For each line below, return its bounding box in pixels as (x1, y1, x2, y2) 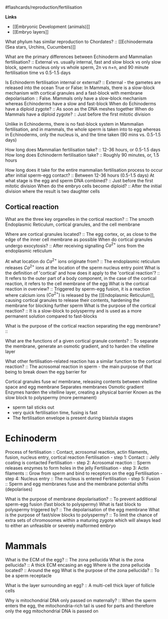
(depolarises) (5, 486, 32, 492)
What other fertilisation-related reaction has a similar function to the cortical (5, 358, 161, 365)
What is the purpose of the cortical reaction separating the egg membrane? (5, 323, 161, 329)
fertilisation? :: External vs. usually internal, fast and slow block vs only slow (5, 59, 161, 65)
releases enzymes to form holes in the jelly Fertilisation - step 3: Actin (5, 465, 149, 471)
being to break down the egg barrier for (5, 369, 87, 375)
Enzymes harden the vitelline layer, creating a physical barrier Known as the (5, 389, 161, 395)
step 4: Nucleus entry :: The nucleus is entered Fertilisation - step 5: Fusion (5, 476, 160, 482)
